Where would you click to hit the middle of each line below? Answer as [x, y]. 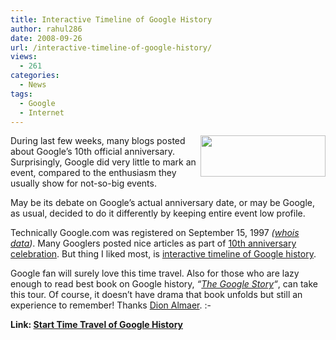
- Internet [42, 112]
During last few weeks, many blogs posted [98, 141]
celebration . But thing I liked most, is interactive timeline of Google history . [163, 254]
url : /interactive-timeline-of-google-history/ [111, 47]
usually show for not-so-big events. [83, 183]
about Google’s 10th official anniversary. [93, 152]
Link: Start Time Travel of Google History [97, 325]
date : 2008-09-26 [46, 38]
